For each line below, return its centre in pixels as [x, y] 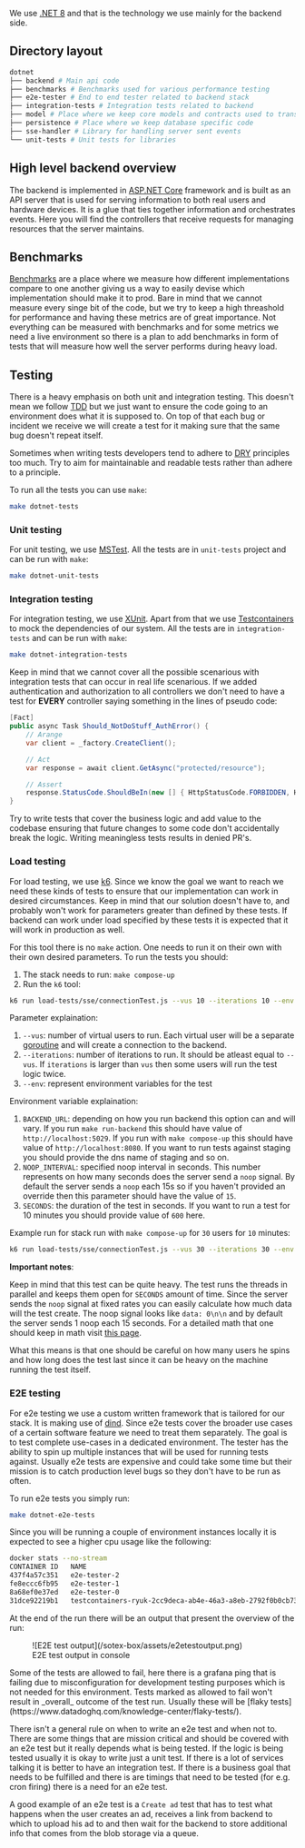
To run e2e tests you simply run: [69, 1498]
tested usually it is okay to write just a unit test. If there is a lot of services [147, 1757]
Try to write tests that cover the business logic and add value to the [135, 819]
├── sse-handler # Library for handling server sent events [126, 131]
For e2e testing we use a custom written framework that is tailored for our [147, 1413]
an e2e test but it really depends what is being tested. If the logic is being [147, 1748]
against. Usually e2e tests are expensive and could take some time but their [151, 1461]
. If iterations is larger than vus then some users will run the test [156, 1064]
